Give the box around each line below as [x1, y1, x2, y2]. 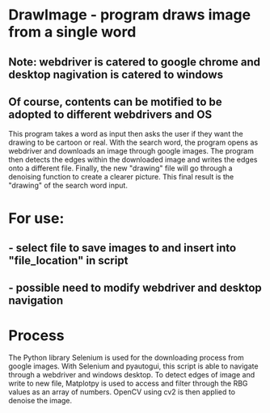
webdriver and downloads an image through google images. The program [8, 146, 255, 156]
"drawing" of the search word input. [8, 180, 128, 191]
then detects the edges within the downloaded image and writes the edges [8, 155, 258, 165]
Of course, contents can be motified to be [8, 95, 222, 108]
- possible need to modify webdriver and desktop [8, 281, 263, 295]
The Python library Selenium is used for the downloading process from [8, 353, 244, 363]
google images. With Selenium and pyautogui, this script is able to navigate [8, 361, 259, 371]
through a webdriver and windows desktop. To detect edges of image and [8, 370, 255, 380]
